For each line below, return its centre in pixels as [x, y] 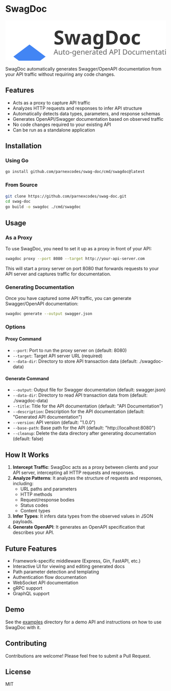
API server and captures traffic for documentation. [58, 274]
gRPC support [27, 588]
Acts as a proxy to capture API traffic [51, 102]
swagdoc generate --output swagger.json [49, 314]
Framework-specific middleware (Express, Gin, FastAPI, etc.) [77, 560]
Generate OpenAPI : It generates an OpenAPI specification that [79, 527]
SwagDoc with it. [23, 627]
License [18, 672]
